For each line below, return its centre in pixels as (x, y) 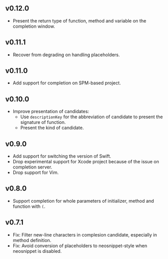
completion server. (32, 167)
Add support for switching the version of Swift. (62, 156)
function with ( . (29, 206)
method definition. (32, 240)
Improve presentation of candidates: (51, 112)
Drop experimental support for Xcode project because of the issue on (86, 162)
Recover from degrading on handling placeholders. (66, 55)
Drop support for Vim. (35, 172)
